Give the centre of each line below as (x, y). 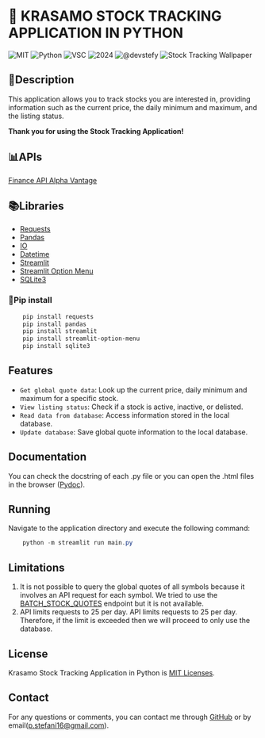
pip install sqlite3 (56, 346)
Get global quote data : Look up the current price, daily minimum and (133, 390)
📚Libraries (36, 206)
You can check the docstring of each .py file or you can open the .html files (131, 476)
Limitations (36, 567)
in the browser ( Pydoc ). (47, 484)
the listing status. (36, 116)
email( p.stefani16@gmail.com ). (59, 725)
